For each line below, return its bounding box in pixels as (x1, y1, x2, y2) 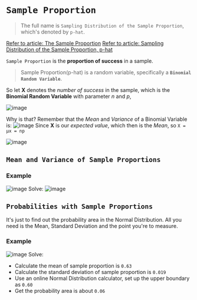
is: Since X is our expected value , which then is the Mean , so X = (6, 121, 186, 128)
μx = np (6, 128, 25, 134)
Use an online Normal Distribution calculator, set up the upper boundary (14, 275, 190, 282)
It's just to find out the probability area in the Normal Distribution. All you (6, 216, 182, 223)
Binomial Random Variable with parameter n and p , (6, 93, 132, 100)
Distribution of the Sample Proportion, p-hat (6, 46, 113, 53)
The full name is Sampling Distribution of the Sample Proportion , (20, 22, 184, 29)
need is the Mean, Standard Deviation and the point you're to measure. (6, 223, 178, 230)
